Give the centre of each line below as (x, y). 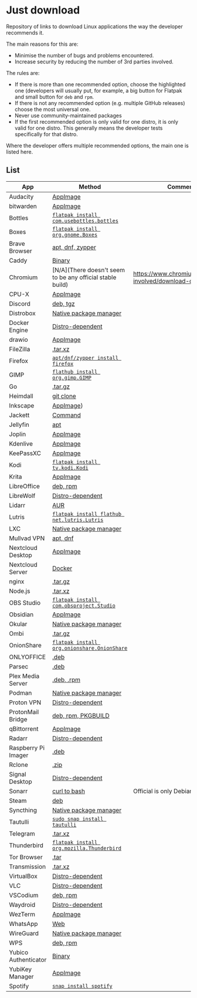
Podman (21, 693)
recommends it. (25, 32)
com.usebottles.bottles (86, 221)
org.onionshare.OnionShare (90, 648)
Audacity (21, 196)
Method (90, 186)
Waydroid (22, 905)
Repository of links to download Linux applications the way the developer (94, 26)
